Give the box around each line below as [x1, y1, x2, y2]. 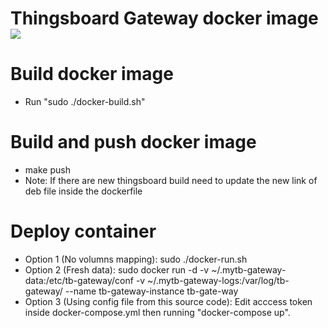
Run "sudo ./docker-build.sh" [24, 96, 146, 108]
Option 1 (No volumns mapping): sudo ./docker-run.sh [24, 253, 248, 265]
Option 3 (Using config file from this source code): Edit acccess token [24, 296, 313, 307]
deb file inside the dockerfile [24, 185, 143, 197]
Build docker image [10, 63, 174, 86]
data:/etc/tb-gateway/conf [24, 275, 134, 286]
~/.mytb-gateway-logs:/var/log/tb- [147, 275, 290, 286]
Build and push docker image [10, 131, 257, 154]
